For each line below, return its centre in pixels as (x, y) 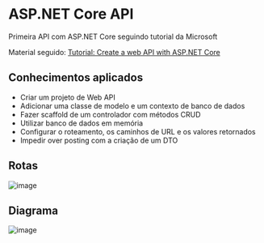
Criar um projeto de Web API (67, 97)
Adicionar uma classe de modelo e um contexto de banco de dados (132, 105)
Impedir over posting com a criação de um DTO (99, 140)
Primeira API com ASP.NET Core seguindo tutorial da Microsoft (113, 36)
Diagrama (34, 210)
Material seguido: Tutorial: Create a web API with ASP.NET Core (114, 52)
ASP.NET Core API (71, 14)
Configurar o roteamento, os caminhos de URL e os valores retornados (138, 131)
